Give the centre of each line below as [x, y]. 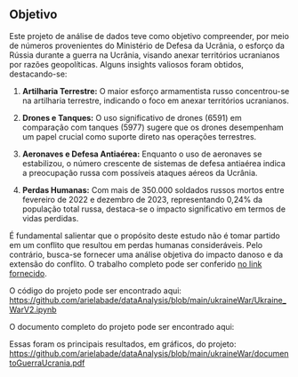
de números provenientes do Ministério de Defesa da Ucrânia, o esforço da [147, 45]
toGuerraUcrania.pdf [47, 363]
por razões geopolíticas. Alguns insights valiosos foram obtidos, [127, 64]
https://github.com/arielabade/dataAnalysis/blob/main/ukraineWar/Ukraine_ [148, 300]
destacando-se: [38, 74]
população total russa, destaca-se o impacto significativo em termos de [154, 209]
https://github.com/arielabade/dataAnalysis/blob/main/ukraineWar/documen [149, 353]
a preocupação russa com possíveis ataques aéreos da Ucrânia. [140, 172]
